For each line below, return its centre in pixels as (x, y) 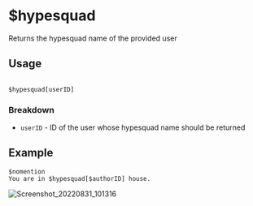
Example (31, 153)
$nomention (27, 172)
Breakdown (31, 109)
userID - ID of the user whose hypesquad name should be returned (133, 127)
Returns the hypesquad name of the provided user (93, 38)
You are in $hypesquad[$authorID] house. (80, 178)
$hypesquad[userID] (41, 89)
